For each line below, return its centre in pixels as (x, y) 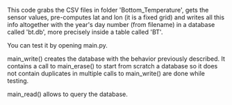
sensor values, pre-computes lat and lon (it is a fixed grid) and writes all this (116, 17)
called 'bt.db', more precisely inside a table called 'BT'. (85, 32)
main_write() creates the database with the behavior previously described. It (116, 59)
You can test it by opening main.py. (57, 45)
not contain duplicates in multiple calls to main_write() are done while (106, 73)
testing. (18, 81)
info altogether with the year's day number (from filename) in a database (111, 25)
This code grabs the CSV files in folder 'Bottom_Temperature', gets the (108, 10)
